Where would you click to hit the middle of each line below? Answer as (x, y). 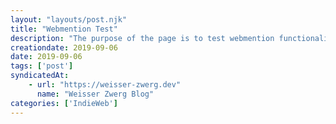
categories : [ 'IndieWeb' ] (64, 103)
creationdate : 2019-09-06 (64, 47)
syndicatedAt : (40, 76)
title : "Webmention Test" (64, 29)
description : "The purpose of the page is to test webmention (142, 38)
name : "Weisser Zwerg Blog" (95, 94)
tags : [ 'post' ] (42, 66)
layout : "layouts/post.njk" (69, 19)
